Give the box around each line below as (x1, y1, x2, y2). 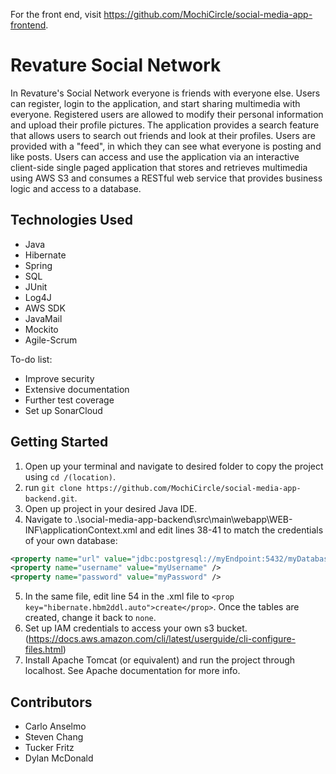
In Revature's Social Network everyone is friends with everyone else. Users (10, 87, 321, 99)
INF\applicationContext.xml (24, 524, 138, 536)
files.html (24, 644, 63, 656)
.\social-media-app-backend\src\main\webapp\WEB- (74, 513, 293, 525)
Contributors (10, 694, 93, 711)
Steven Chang (24, 731, 84, 743)
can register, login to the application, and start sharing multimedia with (10, 97, 301, 109)
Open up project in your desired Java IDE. (24, 502, 198, 514)
